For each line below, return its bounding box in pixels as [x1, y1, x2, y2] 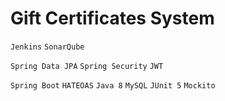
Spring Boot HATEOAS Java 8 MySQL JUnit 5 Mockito [10, 80, 216, 91]
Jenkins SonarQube [10, 42, 85, 52]
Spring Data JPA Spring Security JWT [10, 61, 164, 71]
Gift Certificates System [10, 7, 215, 30]
